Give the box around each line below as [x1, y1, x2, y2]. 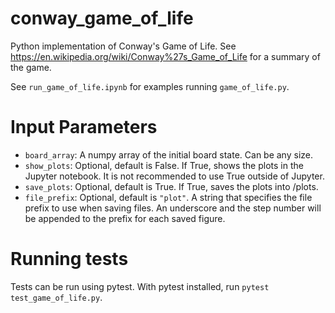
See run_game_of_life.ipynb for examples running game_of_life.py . [10, 80, 290, 92]
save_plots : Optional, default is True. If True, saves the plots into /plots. [24, 180, 319, 192]
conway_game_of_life [10, 7, 194, 30]
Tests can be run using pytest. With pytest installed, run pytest [10, 280, 270, 292]
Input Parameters [10, 116, 158, 139]
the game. [10, 61, 52, 73]
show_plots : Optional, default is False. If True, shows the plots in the [24, 159, 304, 171]
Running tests [10, 248, 129, 271]
